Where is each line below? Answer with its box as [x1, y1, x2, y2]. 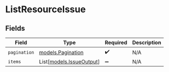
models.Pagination [39, 49, 84, 56]
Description [132, 39, 162, 46]
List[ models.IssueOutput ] [39, 58, 100, 65]
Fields [5, 24, 26, 33]
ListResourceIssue [5, 4, 86, 15]
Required [104, 39, 128, 46]
